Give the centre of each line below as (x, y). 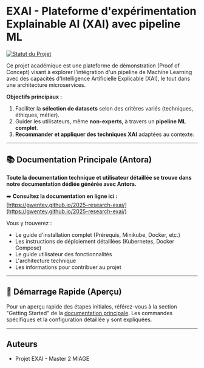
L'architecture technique (46, 261)
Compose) (28, 248)
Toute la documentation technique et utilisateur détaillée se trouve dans (99, 177)
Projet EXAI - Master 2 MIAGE (52, 359)
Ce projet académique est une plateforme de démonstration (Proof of (93, 66)
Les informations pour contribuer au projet (68, 267)
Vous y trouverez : (29, 223)
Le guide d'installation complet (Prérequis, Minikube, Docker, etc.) (98, 234)
